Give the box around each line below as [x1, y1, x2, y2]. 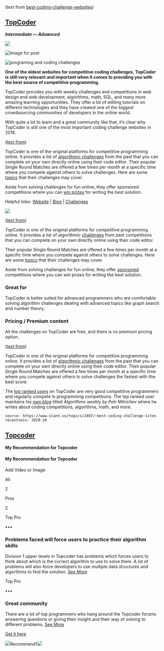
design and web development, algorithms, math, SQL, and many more [5, 94, 146, 100]
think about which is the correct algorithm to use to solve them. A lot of [5, 558, 148, 564]
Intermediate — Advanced [5, 31, 60, 37]
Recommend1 [10, 641, 38, 647]
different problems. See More [5, 622, 65, 628]
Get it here [5, 631, 26, 637]
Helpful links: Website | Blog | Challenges [5, 198, 88, 205]
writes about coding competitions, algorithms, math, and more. [5, 404, 132, 410]
